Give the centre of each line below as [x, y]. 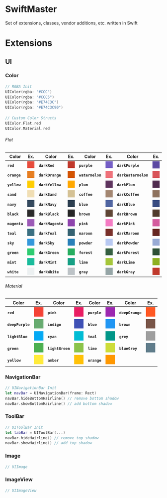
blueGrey [128, 349]
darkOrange [50, 175]
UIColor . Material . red [28, 128]
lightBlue [17, 337]
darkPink [126, 224]
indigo [54, 325]
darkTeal [48, 233]
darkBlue [126, 204]
